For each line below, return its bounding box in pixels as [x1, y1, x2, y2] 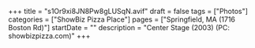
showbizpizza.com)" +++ [8, 31, 91, 40]
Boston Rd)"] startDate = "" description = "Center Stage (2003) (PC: [8, 23, 231, 32]
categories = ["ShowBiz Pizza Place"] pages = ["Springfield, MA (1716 [8, 15, 235, 24]
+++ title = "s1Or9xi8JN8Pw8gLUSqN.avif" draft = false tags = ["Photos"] [8, 7, 249, 15]
